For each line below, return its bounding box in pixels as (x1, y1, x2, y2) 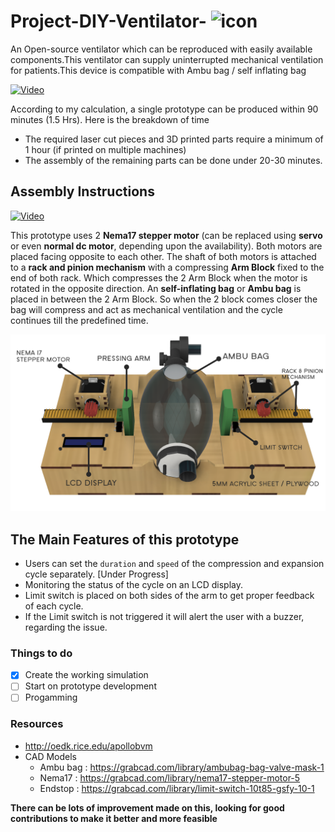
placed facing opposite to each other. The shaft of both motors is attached (10, 250, 317, 262)
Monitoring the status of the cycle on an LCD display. (24, 579, 243, 591)
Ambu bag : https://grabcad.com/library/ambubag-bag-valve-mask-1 (39, 761, 325, 773)
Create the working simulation (24, 669, 149, 681)
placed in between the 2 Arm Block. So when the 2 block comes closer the (10, 293, 318, 305)
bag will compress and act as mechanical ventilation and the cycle (10, 303, 283, 315)
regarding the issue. (24, 621, 108, 634)
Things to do (10, 646, 73, 660)
